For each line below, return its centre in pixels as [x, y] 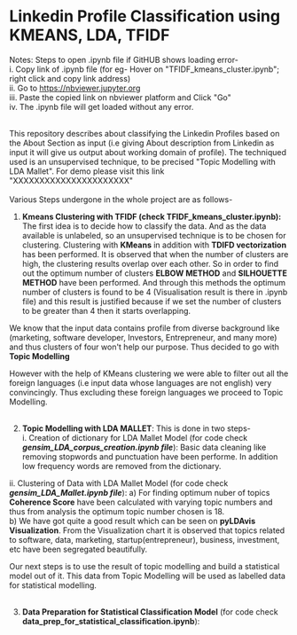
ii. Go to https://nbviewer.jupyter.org [75, 88]
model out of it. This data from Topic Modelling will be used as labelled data [148, 576]
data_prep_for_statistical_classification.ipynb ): [111, 621]
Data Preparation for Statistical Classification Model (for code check [150, 611]
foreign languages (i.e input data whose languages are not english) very [141, 382]
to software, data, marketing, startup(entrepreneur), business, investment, [145, 539]
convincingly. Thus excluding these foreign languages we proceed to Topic [146, 392]
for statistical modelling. [53, 585]
